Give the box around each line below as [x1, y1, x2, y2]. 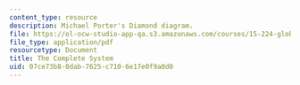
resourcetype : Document [9, 46, 98, 55]
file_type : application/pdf [9, 37, 114, 47]
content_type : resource [9, 12, 98, 22]
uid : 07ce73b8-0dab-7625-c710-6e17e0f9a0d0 [9, 63, 174, 72]
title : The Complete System [9, 54, 114, 63]
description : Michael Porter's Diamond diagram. [9, 21, 194, 30]
